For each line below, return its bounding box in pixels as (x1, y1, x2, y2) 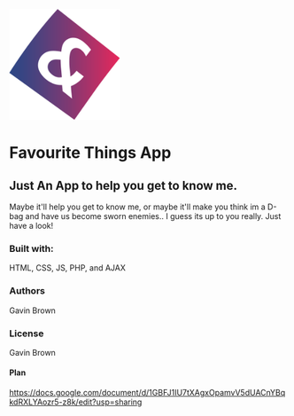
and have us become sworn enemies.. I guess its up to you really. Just (25, 211, 282, 221)
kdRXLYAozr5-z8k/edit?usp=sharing (9, 396, 143, 407)
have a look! (9, 221, 54, 231)
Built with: (9, 242, 54, 255)
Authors (9, 285, 46, 297)
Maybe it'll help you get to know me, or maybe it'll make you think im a (9, 201, 266, 212)
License (9, 327, 44, 340)
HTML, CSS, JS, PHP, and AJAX (9, 263, 127, 273)
